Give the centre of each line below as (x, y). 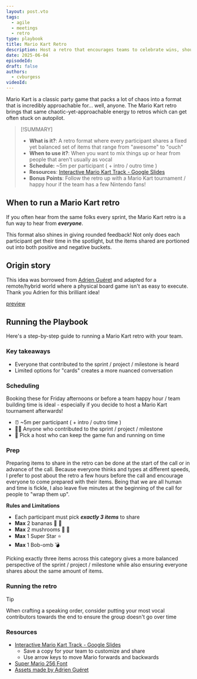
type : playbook (25, 39)
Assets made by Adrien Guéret (52, 670)
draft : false (22, 66)
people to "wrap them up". (38, 495)
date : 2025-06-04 (27, 55)
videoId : (17, 83)
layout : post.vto (27, 11)
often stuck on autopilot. (35, 118)
